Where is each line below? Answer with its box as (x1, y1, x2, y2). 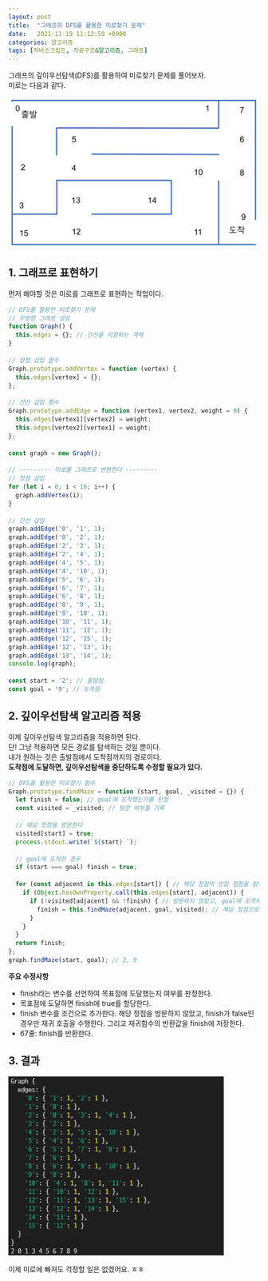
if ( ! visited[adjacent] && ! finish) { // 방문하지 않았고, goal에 (29, 896, 242, 905)
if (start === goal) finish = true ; (15, 864, 137, 872)
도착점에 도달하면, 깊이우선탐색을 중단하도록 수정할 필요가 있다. (8, 762, 203, 772)
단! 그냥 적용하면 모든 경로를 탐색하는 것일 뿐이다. (8, 742, 162, 752)
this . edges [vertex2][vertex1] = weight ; (15, 424, 152, 432)
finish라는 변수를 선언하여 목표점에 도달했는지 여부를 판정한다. (19, 988, 213, 998)
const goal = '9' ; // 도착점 (8, 685, 100, 693)
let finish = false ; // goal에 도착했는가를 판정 (15, 796, 169, 804)
